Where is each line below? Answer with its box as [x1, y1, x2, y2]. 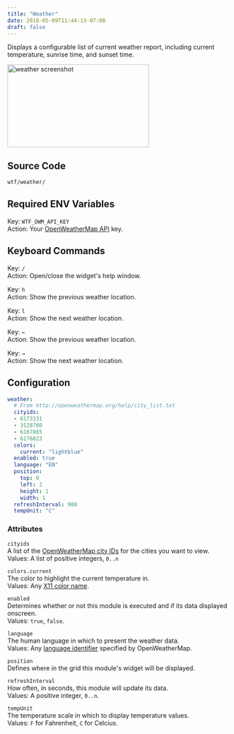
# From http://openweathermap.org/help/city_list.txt [13, 402, 175, 409]
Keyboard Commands [7, 245, 105, 257]
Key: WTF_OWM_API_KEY [7, 217, 69, 225]
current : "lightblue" [20, 448, 83, 455]
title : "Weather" [7, 10, 59, 18]
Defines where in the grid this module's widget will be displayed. [7, 663, 196, 672]
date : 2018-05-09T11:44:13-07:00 [7, 17, 106, 24]
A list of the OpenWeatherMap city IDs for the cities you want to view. [7, 546, 210, 555]
